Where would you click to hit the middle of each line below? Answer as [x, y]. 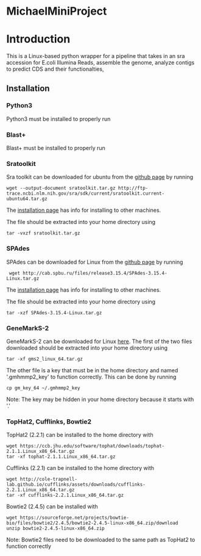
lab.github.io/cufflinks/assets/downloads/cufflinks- [76, 485]
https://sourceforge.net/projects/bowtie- [75, 518]
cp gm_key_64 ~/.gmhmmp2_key [43, 388]
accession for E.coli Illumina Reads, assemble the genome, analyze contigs [100, 63]
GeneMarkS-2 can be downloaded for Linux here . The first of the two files [99, 341]
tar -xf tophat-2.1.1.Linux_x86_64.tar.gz [61, 457]
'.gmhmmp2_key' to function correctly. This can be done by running [91, 377]
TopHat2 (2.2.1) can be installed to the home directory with [80, 435]
